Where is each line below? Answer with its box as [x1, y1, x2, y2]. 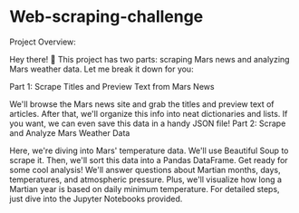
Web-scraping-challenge [9, 6, 204, 27]
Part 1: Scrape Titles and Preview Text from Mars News [9, 81, 215, 92]
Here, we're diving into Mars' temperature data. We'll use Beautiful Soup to [9, 145, 289, 156]
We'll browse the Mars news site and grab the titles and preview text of [9, 98, 275, 110]
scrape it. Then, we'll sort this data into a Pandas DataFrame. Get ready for [9, 154, 288, 165]
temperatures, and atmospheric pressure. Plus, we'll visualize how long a [9, 174, 283, 185]
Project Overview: [9, 36, 77, 47]
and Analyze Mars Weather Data [9, 127, 130, 138]
